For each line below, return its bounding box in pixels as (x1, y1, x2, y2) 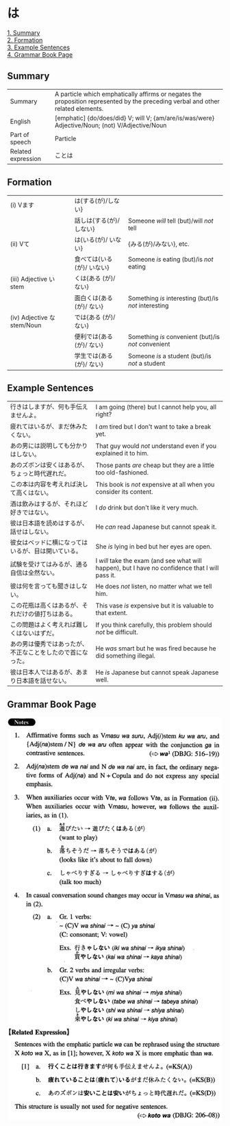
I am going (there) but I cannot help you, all (95, 403, 217, 411)
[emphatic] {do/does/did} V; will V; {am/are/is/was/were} (54, 114, 215, 122)
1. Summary (7, 28, 40, 37)
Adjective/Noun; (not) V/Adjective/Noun (54, 121, 167, 129)
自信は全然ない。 (10, 568, 58, 577)
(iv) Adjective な (10, 314, 56, 322)
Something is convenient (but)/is (127, 333, 220, 341)
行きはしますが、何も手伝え (10, 403, 88, 411)
